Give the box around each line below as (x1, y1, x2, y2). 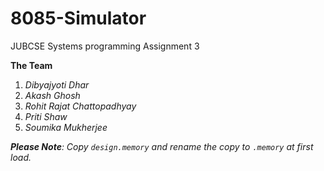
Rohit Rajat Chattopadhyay (24, 100, 137, 112)
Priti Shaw (24, 110, 68, 122)
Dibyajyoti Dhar (24, 78, 90, 91)
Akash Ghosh (24, 89, 81, 101)
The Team (10, 59, 53, 71)
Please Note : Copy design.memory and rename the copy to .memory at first (10, 140, 314, 152)
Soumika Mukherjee (24, 121, 108, 133)
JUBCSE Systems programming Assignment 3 (10, 40, 200, 52)
